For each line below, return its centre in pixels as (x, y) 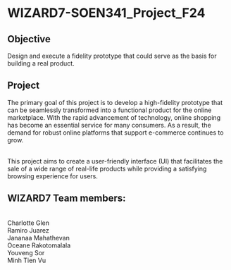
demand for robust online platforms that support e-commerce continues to (115, 133)
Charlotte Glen (29, 223)
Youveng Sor (26, 252)
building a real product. (41, 63)
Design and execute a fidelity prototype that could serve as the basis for (112, 56)
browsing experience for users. (53, 176)
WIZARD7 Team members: (67, 198)
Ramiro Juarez (28, 230)
